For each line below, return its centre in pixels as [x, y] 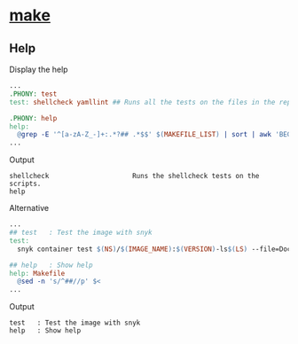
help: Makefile [37, 273]
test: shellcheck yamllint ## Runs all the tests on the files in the [142, 102]
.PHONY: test [33, 94]
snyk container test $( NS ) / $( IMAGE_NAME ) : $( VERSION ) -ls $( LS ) [133, 249]
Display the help [39, 69]
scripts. [25, 184]
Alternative [29, 208]
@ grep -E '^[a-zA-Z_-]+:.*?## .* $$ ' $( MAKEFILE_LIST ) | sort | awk [145, 135]
